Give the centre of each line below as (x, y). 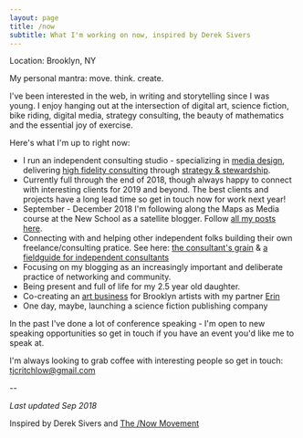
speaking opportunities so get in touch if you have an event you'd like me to (152, 333)
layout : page (34, 18)
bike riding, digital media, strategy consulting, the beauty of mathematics (147, 116)
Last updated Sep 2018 (53, 406)
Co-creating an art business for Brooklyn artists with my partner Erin (151, 297)
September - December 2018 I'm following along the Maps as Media (151, 209)
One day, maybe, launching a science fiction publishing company (145, 306)
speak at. (27, 343)
